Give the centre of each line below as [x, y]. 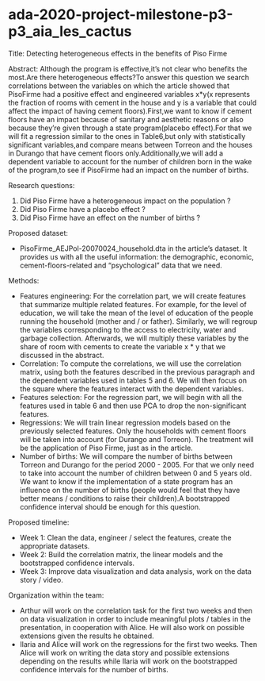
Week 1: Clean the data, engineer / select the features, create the [125, 537]
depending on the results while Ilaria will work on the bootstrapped [128, 661]
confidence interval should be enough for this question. [110, 506]
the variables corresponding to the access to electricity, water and [128, 329]
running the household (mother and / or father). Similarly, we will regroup [138, 321]
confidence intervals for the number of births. [94, 669]
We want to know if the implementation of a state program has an [126, 481]
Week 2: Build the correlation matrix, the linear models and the [121, 554]
